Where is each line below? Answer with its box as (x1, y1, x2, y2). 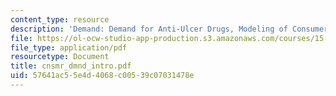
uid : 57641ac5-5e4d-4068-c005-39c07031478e (10, 71, 195, 81)
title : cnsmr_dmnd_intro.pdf (10, 61, 132, 71)
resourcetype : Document (10, 52, 110, 62)
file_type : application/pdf (10, 42, 128, 53)
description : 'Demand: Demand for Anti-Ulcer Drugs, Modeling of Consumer (10, 24, 329, 34)
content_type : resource (10, 14, 110, 25)
